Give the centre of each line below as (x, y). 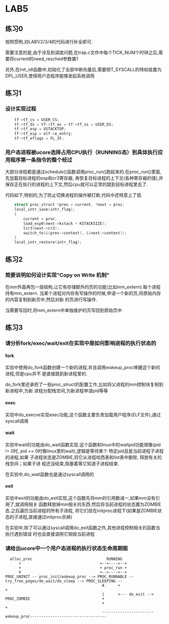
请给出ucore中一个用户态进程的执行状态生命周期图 (67, 548)
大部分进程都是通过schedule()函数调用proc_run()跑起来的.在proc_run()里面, (83, 172)
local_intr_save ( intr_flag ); (45, 210)
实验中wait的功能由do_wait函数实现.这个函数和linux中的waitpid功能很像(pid (83, 444)
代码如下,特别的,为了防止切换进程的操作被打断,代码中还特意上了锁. (74, 195)
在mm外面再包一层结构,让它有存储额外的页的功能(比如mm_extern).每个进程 (83, 287)
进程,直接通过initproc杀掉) (45, 517)
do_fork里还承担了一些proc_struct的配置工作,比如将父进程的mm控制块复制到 (84, 385)
